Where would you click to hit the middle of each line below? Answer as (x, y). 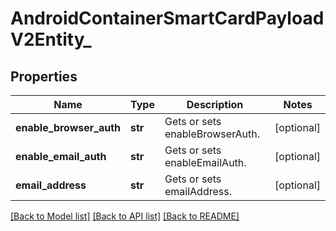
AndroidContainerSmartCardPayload (167, 18)
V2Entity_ (51, 39)
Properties (44, 76)
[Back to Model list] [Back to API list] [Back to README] (125, 216)
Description (215, 104)
